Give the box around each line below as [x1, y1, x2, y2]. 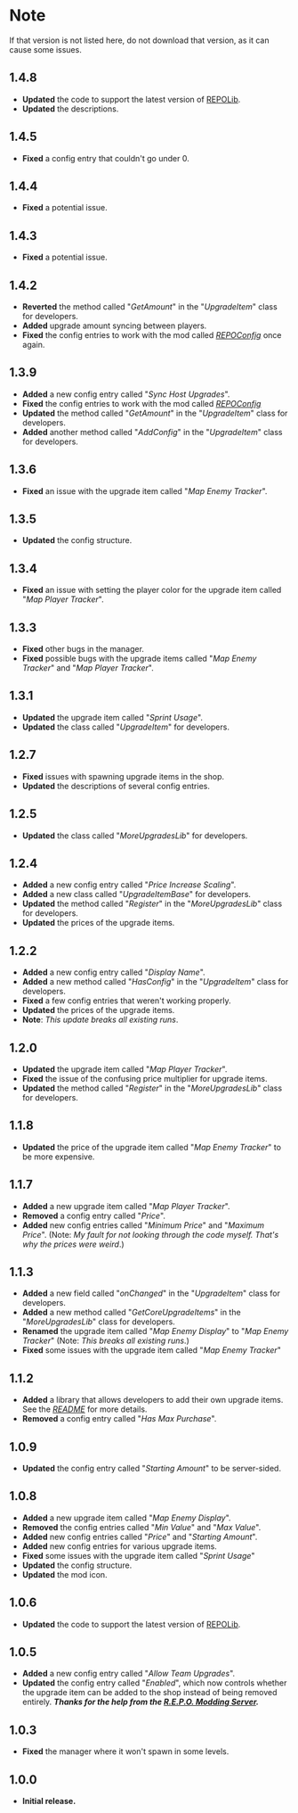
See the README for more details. [21, 1404, 148, 1414]
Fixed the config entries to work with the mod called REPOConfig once [21, 330, 282, 340]
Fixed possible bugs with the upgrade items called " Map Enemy [21, 653, 257, 664]
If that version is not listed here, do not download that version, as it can [9, 35, 270, 45]
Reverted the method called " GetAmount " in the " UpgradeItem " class [21, 301, 278, 312]
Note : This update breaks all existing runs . [21, 1014, 179, 1026]
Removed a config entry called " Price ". [21, 1210, 166, 1221]
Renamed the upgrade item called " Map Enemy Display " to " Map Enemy [21, 1326, 289, 1337]
